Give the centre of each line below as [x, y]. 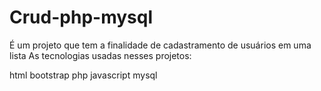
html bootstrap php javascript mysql [83, 75]
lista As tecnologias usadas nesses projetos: [100, 55]
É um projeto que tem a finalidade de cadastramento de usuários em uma [160, 45]
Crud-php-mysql [81, 17]
